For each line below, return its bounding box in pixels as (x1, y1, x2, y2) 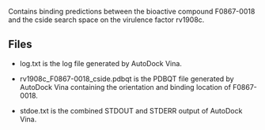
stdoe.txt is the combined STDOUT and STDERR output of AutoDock (19, 106, 243, 115)
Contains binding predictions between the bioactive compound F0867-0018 (8, 7, 256, 16)
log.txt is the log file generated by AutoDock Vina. (19, 58, 182, 68)
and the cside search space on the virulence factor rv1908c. (8, 15, 205, 24)
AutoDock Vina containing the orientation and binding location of (19, 82, 232, 91)
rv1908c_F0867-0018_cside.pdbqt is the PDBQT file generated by (19, 74, 235, 84)
